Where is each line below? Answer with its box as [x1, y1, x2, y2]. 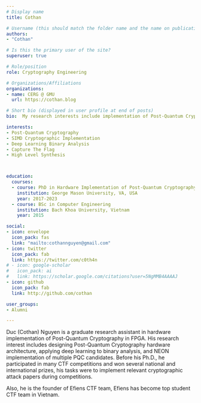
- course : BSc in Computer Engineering [11, 201, 111, 207]
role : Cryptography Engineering [6, 69, 87, 75]
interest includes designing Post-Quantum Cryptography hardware [6, 341, 170, 348]
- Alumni [6, 307, 28, 313]
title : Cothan [6, 14, 42, 20]
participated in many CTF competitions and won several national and [6, 360, 176, 368]
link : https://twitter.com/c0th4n [11, 256, 98, 263]
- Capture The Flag [6, 147, 55, 153]
